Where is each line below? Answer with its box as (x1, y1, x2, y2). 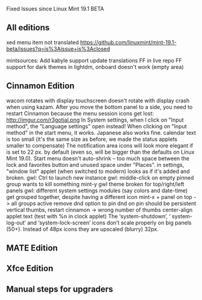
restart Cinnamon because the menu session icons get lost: (6, 109, 154, 117)
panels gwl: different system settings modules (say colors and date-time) (6, 187, 188, 194)
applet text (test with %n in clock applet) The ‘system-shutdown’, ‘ (6, 212, 171, 220)
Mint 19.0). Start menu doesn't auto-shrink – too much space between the (6, 154, 190, 162)
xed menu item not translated (6, 39, 80, 46)
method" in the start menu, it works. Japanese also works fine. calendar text (6, 129, 196, 136)
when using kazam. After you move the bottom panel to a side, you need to (6, 103, 193, 111)
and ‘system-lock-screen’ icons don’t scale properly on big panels (27, 219, 192, 226)
